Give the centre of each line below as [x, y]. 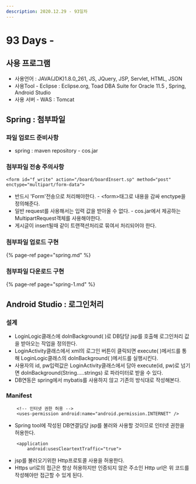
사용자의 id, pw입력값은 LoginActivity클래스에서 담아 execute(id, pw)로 [97, 365]
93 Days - [30, 40]
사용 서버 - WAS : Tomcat [44, 99]
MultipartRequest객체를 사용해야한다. [58, 218]
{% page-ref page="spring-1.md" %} [51, 285]
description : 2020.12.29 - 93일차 [47, 11]
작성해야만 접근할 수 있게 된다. [49, 475]
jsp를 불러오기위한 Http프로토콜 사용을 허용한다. [69, 461]
